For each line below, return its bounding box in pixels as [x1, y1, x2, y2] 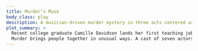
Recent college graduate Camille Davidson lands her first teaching [11, 30, 183, 36]
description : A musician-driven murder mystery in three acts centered [6, 19, 186, 25]
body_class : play [6, 14, 49, 20]
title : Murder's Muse [6, 8, 60, 15]
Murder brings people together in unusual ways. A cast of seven [11, 36, 176, 42]
